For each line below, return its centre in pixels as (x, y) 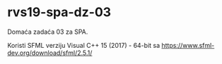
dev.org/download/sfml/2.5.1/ (50, 53)
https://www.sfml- (188, 45)
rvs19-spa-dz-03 (59, 12)
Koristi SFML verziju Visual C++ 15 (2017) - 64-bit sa (84, 45)
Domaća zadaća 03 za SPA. (48, 32)
